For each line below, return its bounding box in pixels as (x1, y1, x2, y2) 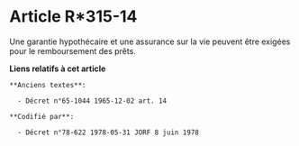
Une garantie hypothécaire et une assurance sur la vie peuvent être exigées (9, 36, 291, 47)
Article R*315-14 (9, 6, 138, 27)
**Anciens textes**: (9, 80, 87, 89)
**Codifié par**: (9, 112, 75, 121)
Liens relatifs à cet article (9, 63, 106, 74)
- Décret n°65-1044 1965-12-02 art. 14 (17, 96, 168, 105)
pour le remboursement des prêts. (9, 45, 137, 56)
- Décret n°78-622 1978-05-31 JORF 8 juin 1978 (17, 128, 200, 137)
